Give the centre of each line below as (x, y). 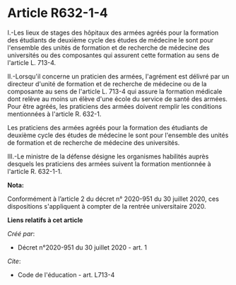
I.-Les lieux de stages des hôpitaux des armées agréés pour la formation (113, 33)
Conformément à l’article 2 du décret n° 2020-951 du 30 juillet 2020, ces (113, 199)
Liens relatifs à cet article (45, 220)
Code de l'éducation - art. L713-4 (66, 274)
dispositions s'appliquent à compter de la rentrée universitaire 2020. (107, 206)
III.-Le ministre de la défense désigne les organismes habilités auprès (108, 156)
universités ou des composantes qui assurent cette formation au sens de (113, 55)
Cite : (14, 261)
